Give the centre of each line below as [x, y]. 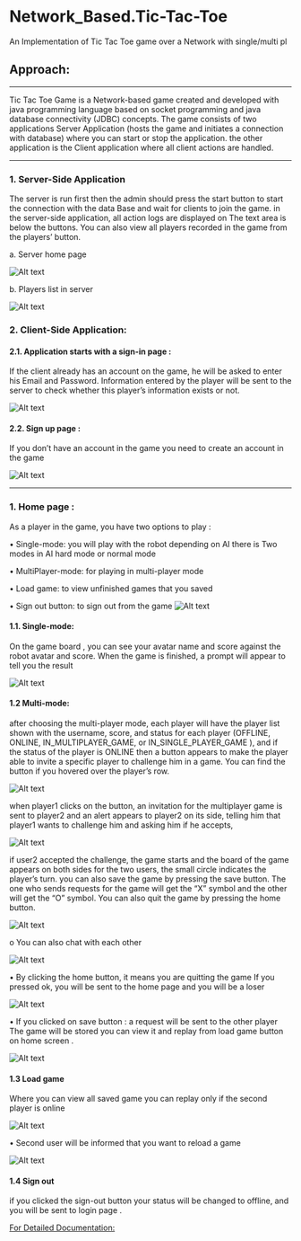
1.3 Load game [37, 1078]
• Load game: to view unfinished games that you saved [111, 588]
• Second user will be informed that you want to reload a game [125, 1143]
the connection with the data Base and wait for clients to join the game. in [145, 208]
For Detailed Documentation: [62, 1228]
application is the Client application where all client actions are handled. [142, 147]
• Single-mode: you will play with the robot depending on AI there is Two [143, 544]
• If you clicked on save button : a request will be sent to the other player [144, 1022]
